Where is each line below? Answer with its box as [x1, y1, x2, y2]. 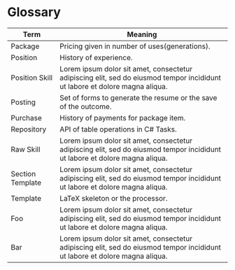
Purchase [10, 113, 42, 122]
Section [10, 169, 36, 178]
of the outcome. [59, 101, 112, 111]
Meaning [127, 29, 157, 39]
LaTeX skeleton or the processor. [59, 193, 168, 203]
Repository [10, 124, 47, 134]
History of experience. [59, 52, 133, 62]
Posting [10, 97, 36, 107]
